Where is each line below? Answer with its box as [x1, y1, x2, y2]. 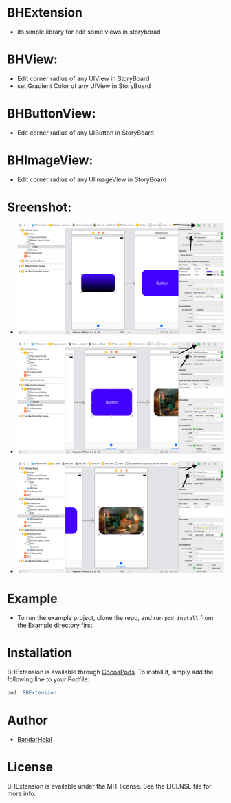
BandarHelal [16, 735, 53, 743]
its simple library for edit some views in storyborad [16, 27, 161, 36]
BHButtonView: [7, 106, 96, 122]
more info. [7, 789, 36, 797]
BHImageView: [7, 153, 93, 168]
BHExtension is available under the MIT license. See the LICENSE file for [7, 782, 212, 790]
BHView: [7, 52, 58, 67]
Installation [7, 645, 73, 661]
